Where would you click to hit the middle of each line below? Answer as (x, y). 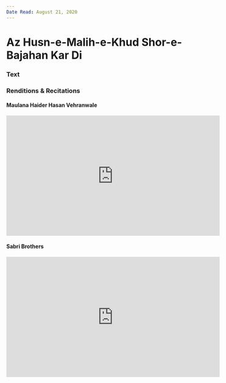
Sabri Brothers (25, 246)
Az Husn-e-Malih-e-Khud (73, 42)
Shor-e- (162, 42)
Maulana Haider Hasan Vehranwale (52, 105)
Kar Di (66, 55)
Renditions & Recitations (43, 90)
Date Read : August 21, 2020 (42, 12)
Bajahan (27, 55)
